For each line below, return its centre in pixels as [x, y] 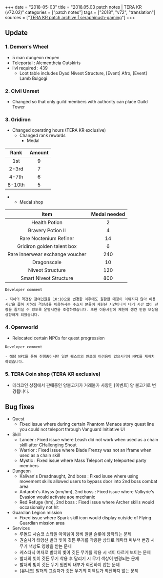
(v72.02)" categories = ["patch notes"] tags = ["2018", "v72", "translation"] [80, 12]
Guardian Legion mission [37, 512]
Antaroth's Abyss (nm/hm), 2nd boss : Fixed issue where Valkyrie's [87, 491]
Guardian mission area [42, 523]
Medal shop [31, 202]
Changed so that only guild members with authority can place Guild [80, 101]
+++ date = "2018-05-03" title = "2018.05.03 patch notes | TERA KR [73, 7]
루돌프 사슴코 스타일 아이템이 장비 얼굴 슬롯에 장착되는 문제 [75, 534]
